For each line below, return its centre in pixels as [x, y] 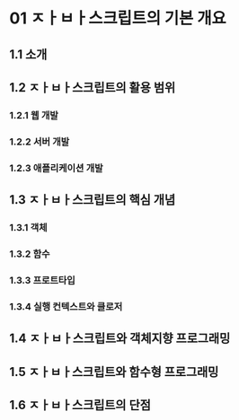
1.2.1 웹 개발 [34, 115]
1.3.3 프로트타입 [43, 280]
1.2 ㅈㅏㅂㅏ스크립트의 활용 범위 [93, 87]
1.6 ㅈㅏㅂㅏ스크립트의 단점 [80, 405]
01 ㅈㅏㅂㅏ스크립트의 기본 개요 [118, 18]
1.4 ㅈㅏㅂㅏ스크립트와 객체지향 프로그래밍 [120, 339]
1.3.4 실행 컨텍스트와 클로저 [66, 306]
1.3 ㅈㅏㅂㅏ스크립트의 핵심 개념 [93, 200]
